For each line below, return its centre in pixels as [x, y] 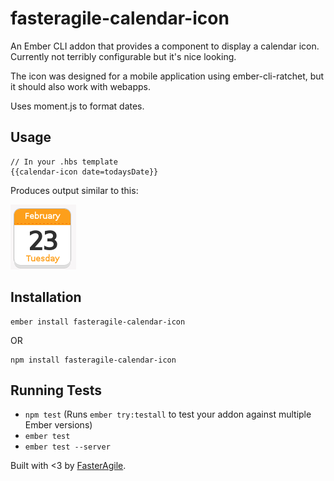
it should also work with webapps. [80, 86]
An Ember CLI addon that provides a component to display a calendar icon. [165, 46]
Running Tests [56, 390]
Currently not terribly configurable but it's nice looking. [123, 56]
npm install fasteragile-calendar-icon [93, 360]
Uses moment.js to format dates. [77, 106]
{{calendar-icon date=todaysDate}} [84, 172]
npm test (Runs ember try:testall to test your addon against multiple [168, 414]
